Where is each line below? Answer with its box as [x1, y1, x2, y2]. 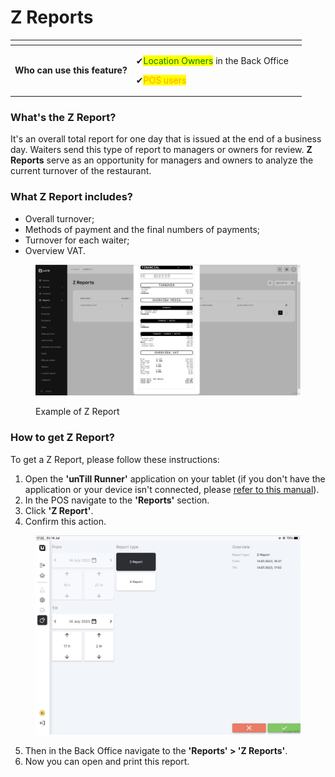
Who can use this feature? [14, 64, 128, 76]
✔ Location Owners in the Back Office [135, 54, 289, 66]
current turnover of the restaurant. [10, 165, 152, 177]
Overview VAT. [24, 244, 87, 256]
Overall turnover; [24, 212, 95, 225]
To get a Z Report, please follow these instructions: [10, 453, 220, 465]
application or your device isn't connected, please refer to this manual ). [24, 483, 320, 495]
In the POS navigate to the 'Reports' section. [24, 494, 210, 506]
